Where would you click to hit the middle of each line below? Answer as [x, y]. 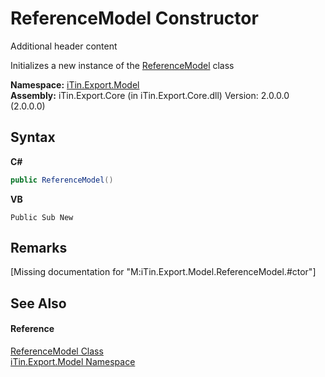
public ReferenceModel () [62, 180]
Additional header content [64, 46]
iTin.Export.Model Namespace [73, 362]
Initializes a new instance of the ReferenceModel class [122, 65]
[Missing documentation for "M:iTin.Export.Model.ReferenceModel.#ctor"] [163, 272]
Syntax [33, 137]
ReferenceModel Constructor [134, 18]
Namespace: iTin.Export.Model [75, 84]
